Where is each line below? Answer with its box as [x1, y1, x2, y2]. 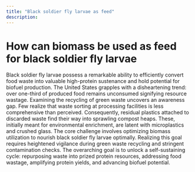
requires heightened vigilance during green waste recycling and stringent [6, 140, 184, 147]
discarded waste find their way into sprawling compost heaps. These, [6, 115, 176, 123]
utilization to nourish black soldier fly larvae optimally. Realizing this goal [6, 134, 182, 141]
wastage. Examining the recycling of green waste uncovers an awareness [6, 97, 185, 104]
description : [6, 14, 38, 20]
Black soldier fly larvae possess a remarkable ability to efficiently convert [6, 71, 184, 78]
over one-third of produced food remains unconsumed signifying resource [6, 90, 187, 97]
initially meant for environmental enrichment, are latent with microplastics [6, 121, 184, 128]
